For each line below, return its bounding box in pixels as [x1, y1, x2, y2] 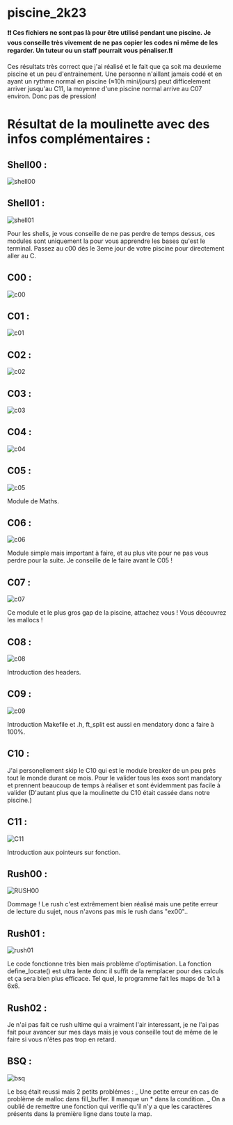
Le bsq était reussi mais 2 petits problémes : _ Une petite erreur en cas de [7, 1087, 219, 1096]
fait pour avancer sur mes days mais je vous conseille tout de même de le [7, 1028, 218, 1036]
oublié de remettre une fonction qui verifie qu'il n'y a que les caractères [7, 1102, 212, 1110]
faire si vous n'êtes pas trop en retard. [7, 1035, 117, 1044]
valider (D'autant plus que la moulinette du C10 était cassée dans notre [7, 788, 210, 796]
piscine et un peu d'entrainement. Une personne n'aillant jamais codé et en [7, 70, 223, 78]
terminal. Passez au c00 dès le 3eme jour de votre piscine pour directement [7, 244, 225, 252]
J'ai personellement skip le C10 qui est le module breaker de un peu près [7, 766, 216, 774]
